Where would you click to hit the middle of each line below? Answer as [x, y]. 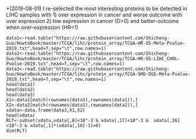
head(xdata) [21, 115]
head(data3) [21, 95]
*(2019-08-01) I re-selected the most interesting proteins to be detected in [97, 9]
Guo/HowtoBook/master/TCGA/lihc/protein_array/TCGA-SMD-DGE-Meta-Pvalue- [99, 74]
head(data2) [21, 90]
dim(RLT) [17, 131]
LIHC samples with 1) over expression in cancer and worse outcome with [94, 15]
